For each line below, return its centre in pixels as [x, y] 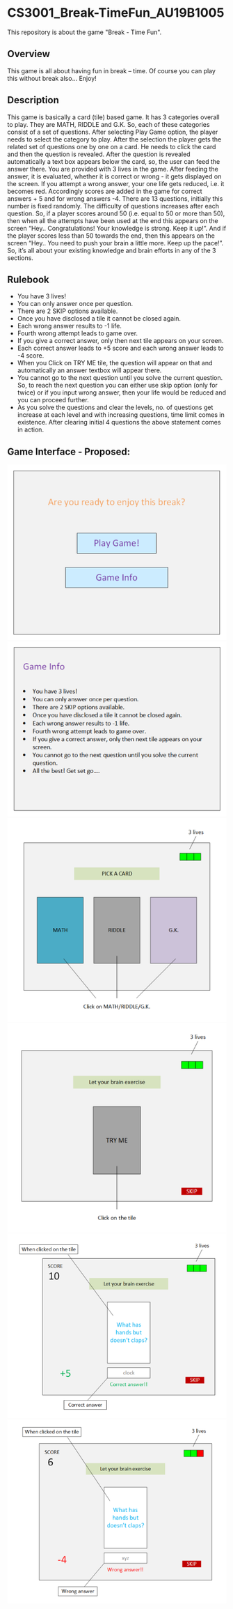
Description [33, 100]
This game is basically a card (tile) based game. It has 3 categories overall [114, 117]
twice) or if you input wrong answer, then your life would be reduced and [121, 392]
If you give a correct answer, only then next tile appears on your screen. [120, 341]
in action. [30, 429]
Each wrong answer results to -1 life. [69, 326]
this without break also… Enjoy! [52, 78]
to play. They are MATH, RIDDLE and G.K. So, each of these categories [109, 124]
